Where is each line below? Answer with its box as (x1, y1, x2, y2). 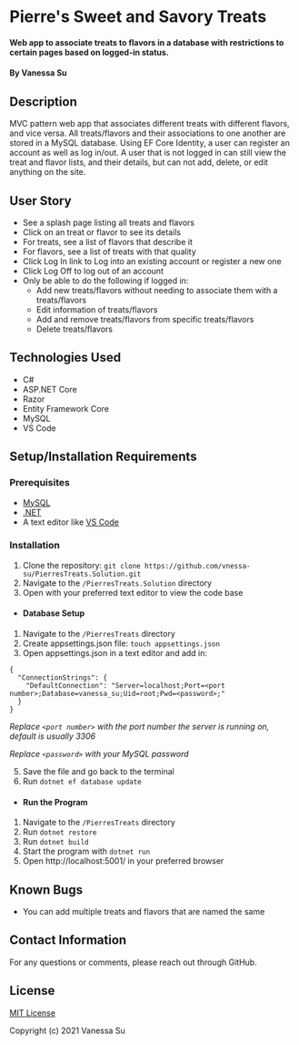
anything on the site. (9, 167, 86, 178)
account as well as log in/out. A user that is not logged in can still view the (9, 148, 286, 159)
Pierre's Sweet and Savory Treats (9, 6, 267, 27)
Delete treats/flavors (35, 323, 114, 334)
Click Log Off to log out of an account (22, 266, 164, 276)
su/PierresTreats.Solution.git (22, 569, 142, 579)
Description (9, 94, 77, 109)
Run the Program (22, 796, 88, 807)
